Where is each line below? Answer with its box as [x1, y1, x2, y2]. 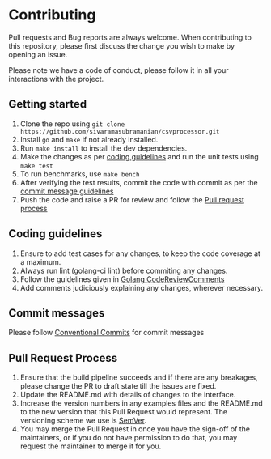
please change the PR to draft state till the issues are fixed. [19, 381, 217, 391]
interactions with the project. [8, 74, 104, 83]
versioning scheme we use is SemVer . [19, 415, 147, 426]
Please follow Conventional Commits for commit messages [8, 328, 205, 338]
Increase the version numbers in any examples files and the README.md [19, 398, 263, 408]
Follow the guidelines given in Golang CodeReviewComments [19, 274, 225, 284]
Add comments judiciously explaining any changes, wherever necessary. [19, 283, 264, 292]
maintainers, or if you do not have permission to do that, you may [19, 433, 238, 443]
